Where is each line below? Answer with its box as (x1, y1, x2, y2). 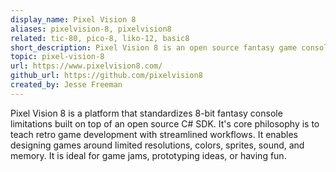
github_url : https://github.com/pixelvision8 (10, 71, 203, 81)
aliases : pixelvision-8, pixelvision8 (10, 24, 172, 34)
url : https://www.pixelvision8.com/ (10, 61, 163, 71)
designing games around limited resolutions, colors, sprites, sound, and (10, 139, 305, 151)
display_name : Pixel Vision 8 (10, 14, 137, 25)
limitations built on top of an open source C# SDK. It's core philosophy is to (10, 117, 320, 130)
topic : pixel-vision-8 (10, 52, 105, 62)
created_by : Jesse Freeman (10, 80, 123, 90)
